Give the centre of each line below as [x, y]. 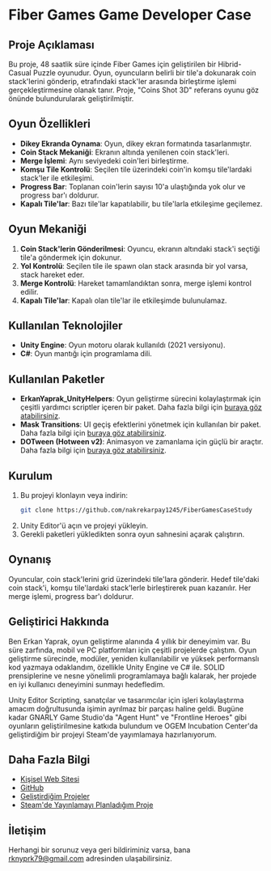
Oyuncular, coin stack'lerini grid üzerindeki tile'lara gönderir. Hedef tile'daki [134, 579]
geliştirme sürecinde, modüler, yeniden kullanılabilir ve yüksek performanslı [134, 658]
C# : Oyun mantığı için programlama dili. [86, 354]
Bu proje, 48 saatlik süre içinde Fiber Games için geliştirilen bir [112, 64]
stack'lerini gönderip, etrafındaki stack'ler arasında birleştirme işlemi [123, 81]
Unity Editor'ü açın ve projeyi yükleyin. [84, 525]
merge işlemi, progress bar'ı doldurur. [71, 596]
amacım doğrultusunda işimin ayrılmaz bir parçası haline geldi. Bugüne [126, 708]
